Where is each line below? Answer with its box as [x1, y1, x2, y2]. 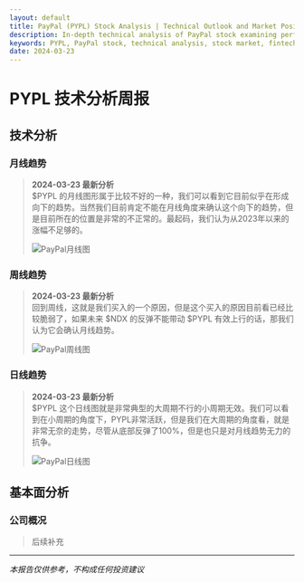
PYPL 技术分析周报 [9, 89, 150, 110]
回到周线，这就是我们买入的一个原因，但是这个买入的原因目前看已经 [31, 302, 286, 313]
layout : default [9, 13, 71, 23]
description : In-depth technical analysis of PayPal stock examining [9, 30, 278, 39]
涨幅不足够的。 [31, 225, 88, 235]
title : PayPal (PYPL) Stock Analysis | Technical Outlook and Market [9, 22, 278, 31]
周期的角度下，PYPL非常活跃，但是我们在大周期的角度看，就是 [55, 414, 290, 425]
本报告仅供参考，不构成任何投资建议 [9, 564, 145, 575]
